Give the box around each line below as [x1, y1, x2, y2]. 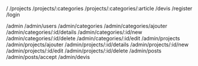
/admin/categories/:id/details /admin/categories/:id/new [6, 29, 142, 36]
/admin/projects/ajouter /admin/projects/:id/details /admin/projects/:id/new [6, 41, 189, 48]
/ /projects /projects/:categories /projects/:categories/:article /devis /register [6, 5, 193, 12]
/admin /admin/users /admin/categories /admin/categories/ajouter [6, 23, 167, 29]
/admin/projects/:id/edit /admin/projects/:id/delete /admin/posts [6, 47, 161, 54]
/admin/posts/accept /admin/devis [6, 54, 90, 60]
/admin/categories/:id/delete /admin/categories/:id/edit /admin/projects [6, 35, 180, 41]
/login [6, 11, 21, 18]
